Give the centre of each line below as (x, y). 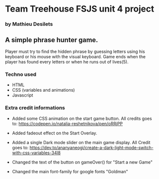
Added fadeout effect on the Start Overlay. (55, 133)
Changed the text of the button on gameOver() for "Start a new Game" (82, 162)
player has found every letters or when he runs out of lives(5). (67, 62)
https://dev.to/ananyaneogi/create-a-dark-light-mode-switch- (92, 147)
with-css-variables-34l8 (36, 153)
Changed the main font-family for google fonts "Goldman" (70, 171)
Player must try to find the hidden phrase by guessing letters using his (75, 51)
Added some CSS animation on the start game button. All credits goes (82, 118)
